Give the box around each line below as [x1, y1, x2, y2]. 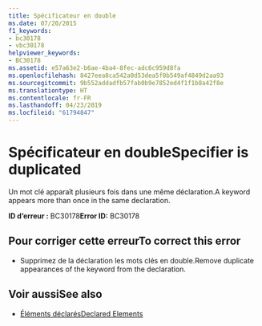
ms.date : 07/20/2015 [8, 19, 78, 27]
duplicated [8, 161, 82, 179]
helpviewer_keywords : [8, 49, 81, 57]
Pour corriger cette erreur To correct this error [8, 234, 241, 248]
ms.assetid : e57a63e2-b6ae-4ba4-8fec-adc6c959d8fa [8, 64, 181, 72]
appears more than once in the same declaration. [8, 195, 171, 205]
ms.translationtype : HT [8, 86, 88, 95]
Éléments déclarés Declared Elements [19, 308, 143, 318]
